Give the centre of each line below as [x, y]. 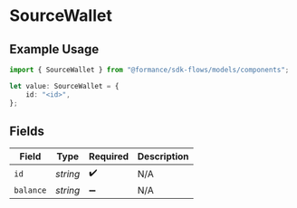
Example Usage [54, 49]
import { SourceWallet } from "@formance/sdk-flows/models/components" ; [149, 70]
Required [109, 156]
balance [30, 190]
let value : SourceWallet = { [64, 86]
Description [163, 156]
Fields [27, 131]
